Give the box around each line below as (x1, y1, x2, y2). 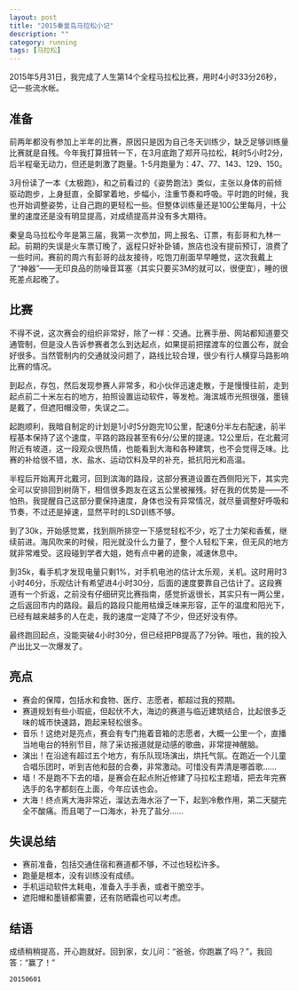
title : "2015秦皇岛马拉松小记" (9, 21, 114, 30)
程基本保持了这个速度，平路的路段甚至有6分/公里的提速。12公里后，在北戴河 (9, 432, 289, 442)
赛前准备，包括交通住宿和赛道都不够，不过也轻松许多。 (21, 859, 224, 870)
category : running (9, 37, 77, 47)
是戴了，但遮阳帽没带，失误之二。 (9, 401, 134, 413)
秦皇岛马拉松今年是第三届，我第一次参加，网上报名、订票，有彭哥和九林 (9, 229, 273, 240)
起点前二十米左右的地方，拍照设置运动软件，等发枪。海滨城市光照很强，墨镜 (9, 391, 289, 401)
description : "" (9, 29, 69, 38)
